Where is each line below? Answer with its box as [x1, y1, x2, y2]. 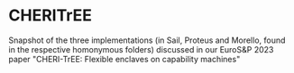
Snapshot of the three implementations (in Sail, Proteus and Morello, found [8, 35, 286, 45]
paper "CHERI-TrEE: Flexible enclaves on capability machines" [8, 53, 241, 64]
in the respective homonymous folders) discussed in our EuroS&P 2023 [8, 44, 274, 54]
